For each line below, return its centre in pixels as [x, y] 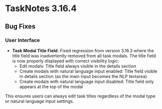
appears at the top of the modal [51, 86]
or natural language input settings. [40, 101]
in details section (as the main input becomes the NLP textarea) [83, 76]
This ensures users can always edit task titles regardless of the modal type [80, 96]
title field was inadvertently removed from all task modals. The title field [84, 56]
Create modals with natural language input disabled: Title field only [87, 81]
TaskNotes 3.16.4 [41, 8]
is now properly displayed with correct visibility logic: [66, 61]
